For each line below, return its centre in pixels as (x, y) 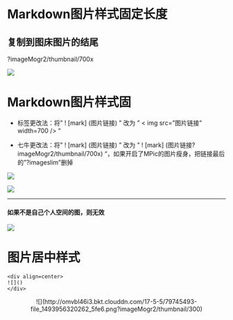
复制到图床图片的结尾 (53, 42)
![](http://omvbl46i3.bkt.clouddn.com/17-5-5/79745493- (116, 302)
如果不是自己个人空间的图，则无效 (56, 212)
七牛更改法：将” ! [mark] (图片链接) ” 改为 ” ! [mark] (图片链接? (106, 145)
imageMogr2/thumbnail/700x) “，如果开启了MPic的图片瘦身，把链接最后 (121, 153)
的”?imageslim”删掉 (45, 162)
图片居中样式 (44, 258)
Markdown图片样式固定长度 (87, 14)
